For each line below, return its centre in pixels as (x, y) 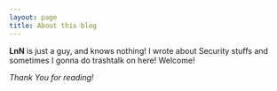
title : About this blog (53, 26)
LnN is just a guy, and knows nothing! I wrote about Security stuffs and (139, 50)
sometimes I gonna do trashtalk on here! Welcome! (102, 60)
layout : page (33, 17)
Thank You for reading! (51, 77)
